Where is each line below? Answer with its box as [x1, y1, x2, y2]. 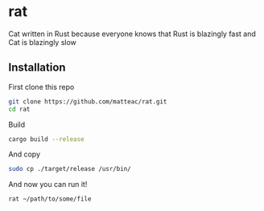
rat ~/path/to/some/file [8, 195, 92, 203]
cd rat [8, 105, 31, 113]
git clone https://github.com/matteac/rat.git [8, 97, 167, 106]
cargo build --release [8, 135, 85, 143]
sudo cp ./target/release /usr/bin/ [8, 165, 131, 173]
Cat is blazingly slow [8, 37, 76, 47]
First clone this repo [8, 82, 75, 91]
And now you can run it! [8, 180, 88, 189]
